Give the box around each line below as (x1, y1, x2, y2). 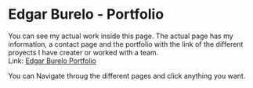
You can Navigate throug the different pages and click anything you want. (8, 71, 246, 80)
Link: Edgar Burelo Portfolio (8, 56, 96, 65)
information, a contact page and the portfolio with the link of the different (8, 39, 244, 48)
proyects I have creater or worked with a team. (8, 48, 159, 57)
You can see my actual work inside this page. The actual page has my (8, 31, 233, 40)
